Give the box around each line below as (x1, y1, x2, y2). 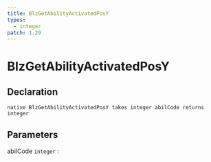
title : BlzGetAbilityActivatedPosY (7, 10, 109, 17)
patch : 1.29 (7, 29, 41, 36)
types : (7, 16, 26, 23)
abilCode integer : (7, 147, 60, 155)
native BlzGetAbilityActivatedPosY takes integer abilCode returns (7, 104, 205, 111)
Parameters (7, 128, 58, 141)
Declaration (7, 86, 58, 97)
